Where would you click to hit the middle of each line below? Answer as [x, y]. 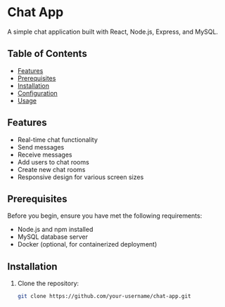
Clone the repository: [48, 283]
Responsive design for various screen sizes [81, 177]
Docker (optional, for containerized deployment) [87, 244]
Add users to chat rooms [53, 162]
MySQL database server [52, 237]
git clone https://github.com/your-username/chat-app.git [104, 296]
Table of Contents [47, 54]
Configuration [37, 93]
